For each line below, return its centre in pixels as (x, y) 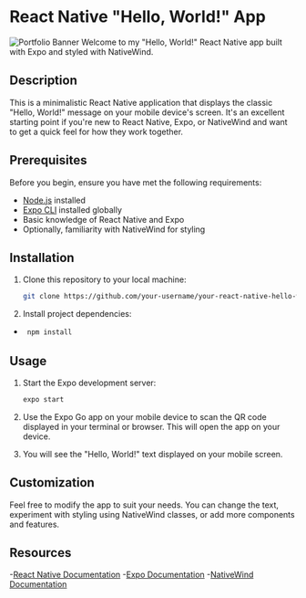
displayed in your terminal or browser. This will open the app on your (151, 426)
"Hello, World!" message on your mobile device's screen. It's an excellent (147, 112)
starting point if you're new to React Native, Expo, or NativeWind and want (149, 121)
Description (43, 81)
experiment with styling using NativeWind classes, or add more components (152, 514)
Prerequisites (48, 160)
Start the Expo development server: (89, 383)
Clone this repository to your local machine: (104, 279)
